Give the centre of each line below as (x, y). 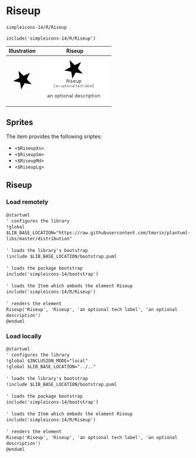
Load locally (24, 336)
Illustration (22, 51)
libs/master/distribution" (39, 238)
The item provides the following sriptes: (54, 136)
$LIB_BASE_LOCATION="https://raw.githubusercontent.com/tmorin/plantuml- (99, 233)
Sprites (20, 122)
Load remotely (27, 202)
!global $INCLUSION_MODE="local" (47, 361)
